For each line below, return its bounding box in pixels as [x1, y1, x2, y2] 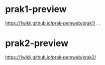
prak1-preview [5, 3, 67, 15]
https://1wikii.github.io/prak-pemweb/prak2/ [5, 54, 96, 60]
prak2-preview [5, 37, 69, 49]
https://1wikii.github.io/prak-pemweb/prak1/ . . [5, 20, 100, 26]
